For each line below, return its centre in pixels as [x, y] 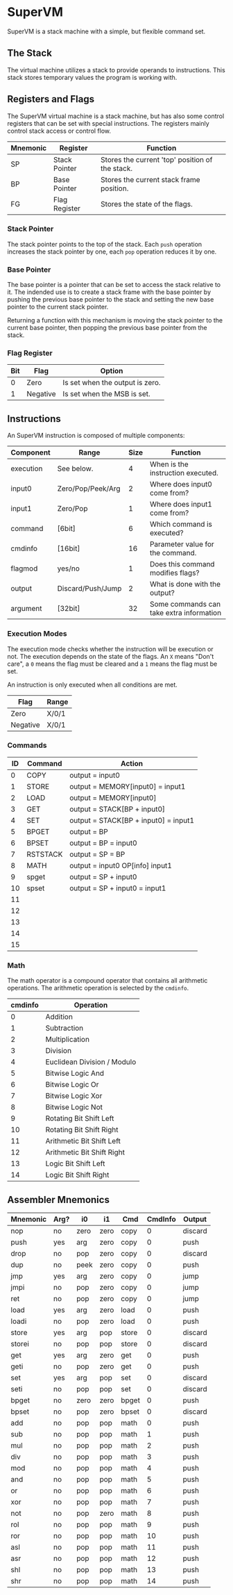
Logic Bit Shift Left [75, 1163]
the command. [173, 553]
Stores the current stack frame [150, 179]
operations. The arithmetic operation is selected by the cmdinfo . [98, 988]
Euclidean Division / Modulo [91, 1062]
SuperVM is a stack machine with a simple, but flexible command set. [106, 31]
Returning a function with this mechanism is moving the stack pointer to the [115, 320]
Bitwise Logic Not [74, 1107]
